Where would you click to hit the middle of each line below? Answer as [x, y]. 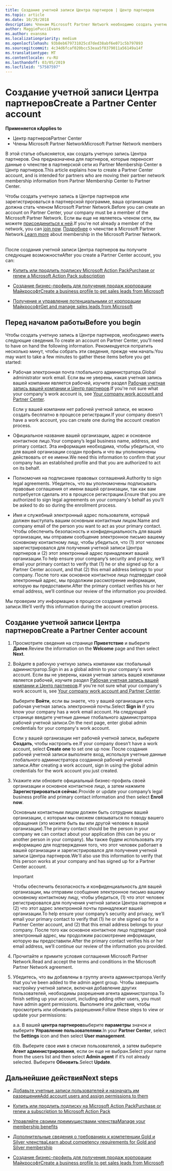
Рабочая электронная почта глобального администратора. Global [84, 372]
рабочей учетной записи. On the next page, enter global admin [80, 723]
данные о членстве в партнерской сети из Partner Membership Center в [84, 165]
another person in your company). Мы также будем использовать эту [88, 839]
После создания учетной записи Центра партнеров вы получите [76, 250]
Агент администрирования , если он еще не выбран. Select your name [89, 1051]
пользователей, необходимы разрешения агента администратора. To [89, 993]
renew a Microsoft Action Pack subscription [59, 276]
